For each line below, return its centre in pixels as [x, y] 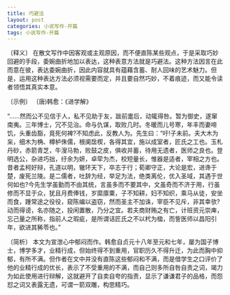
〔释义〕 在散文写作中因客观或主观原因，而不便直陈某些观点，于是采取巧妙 [113, 53]
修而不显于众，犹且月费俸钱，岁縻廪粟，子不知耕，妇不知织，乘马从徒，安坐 [115, 193]
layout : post [26, 20]
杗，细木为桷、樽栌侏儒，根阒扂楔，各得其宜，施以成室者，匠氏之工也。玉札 [115, 142]
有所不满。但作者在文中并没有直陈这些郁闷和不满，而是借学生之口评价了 [121, 259]
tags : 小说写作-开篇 [33, 33]
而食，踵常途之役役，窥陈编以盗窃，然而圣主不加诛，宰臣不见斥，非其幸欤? [114, 202]
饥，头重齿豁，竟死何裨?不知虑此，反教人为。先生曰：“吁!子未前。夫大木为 [113, 133]
